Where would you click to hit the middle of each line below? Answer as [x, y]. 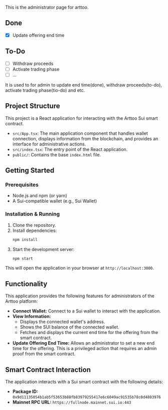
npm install [25, 239]
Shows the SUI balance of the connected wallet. [69, 327]
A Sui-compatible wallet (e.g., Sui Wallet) [55, 201]
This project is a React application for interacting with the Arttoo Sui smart [81, 118]
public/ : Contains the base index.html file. [57, 154]
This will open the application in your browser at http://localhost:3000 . [80, 268]
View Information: [32, 316]
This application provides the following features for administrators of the [80, 296]
